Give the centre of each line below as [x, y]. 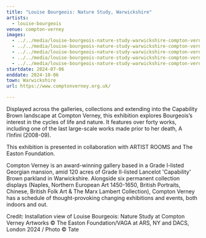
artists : [17, 18]
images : [16, 35]
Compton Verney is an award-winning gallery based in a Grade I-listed [95, 165]
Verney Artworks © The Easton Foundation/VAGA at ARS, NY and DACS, [98, 223]
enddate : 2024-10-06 [33, 75]
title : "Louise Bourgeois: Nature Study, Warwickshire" [79, 12]
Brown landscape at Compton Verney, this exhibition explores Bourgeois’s [100, 115]
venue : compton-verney [35, 29]
